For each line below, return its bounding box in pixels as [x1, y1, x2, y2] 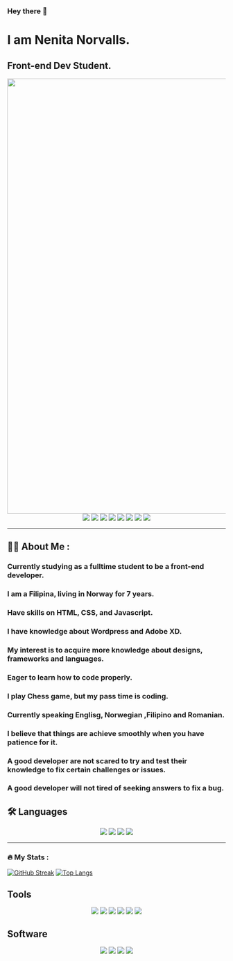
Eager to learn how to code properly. [7, 672, 133, 682]
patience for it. [7, 737, 58, 747]
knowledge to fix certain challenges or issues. [7, 765, 166, 774]
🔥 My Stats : [7, 852, 49, 862]
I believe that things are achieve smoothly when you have [7, 728, 205, 738]
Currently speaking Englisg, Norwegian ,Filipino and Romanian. [7, 710, 225, 719]
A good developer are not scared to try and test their [7, 756, 187, 765]
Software [7, 928, 48, 939]
